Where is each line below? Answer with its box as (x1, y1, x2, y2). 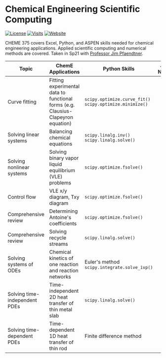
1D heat (49, 332, 68, 339)
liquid (49, 161, 62, 168)
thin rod (49, 345, 68, 352)
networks (49, 273, 71, 280)
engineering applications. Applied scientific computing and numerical (5, 45, 147, 51)
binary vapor (49, 154, 79, 161)
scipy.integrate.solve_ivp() (84, 265, 153, 270)
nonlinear (7, 164, 30, 171)
